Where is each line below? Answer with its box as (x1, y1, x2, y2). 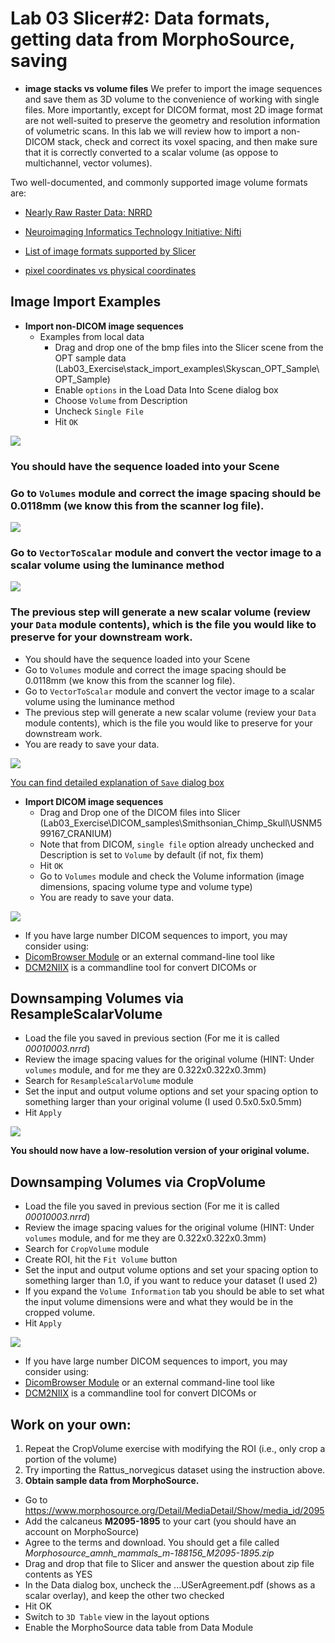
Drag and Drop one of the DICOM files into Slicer (39, 806, 241, 818)
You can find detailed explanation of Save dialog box (10, 776, 225, 788)
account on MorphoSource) (24, 1526, 140, 1537)
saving (10, 50, 68, 72)
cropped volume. (24, 1307, 96, 1319)
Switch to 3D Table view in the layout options (24, 1611, 210, 1622)
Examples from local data (39, 330, 145, 342)
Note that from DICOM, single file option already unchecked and (39, 838, 315, 850)
